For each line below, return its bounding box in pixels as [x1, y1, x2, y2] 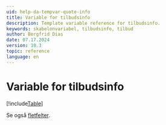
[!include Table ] [6, 100, 43, 107]
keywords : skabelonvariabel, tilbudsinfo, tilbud [6, 25, 134, 32]
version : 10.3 [6, 43, 42, 49]
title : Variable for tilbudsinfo [6, 14, 91, 21]
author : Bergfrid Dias [6, 31, 63, 37]
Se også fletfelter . [6, 111, 50, 118]
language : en [6, 54, 39, 60]
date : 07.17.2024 [6, 37, 50, 43]
